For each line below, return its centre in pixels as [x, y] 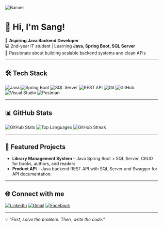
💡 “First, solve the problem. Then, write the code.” [55, 219]
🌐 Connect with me [35, 194]
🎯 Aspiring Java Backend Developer [42, 40]
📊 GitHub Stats [29, 113]
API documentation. [32, 174]
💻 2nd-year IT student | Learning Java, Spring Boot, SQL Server [70, 46]
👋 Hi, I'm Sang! [35, 27]
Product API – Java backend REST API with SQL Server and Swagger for [85, 169]
